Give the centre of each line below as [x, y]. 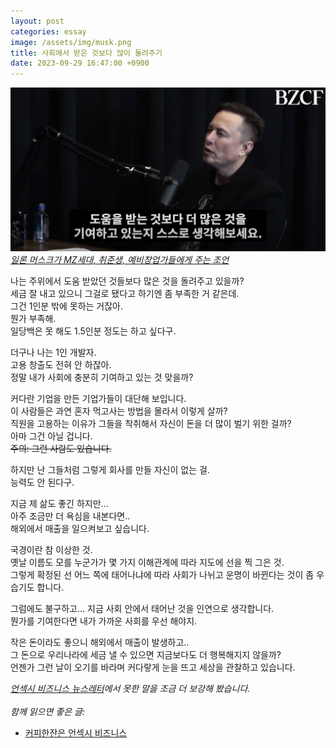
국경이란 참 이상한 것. [51, 549]
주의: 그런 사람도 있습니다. [61, 448]
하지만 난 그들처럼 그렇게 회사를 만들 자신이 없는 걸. [110, 469]
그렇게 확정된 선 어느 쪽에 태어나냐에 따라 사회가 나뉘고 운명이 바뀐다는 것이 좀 [162, 574]
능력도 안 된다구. [42, 482]
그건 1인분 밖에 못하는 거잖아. [67, 306]
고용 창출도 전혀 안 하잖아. [61, 364]
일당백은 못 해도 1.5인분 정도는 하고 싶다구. [93, 331]
